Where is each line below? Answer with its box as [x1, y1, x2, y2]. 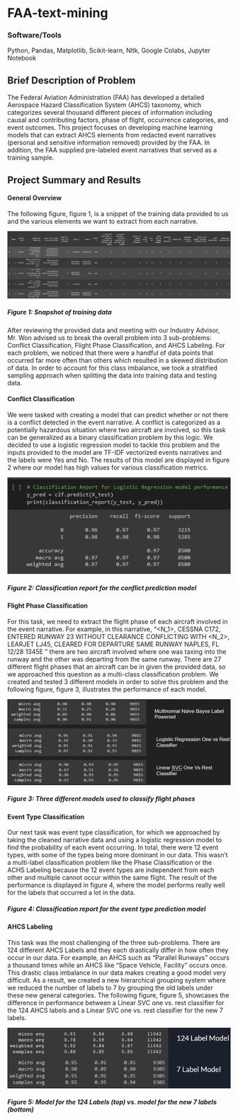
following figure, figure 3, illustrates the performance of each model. [7, 685, 207, 694]
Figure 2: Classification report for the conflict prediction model [7, 584, 197, 592]
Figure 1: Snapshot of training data [7, 308, 112, 317]
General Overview [7, 193, 62, 203]
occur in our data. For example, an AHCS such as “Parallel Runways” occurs [7, 954, 230, 962]
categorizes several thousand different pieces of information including [7, 108, 212, 117]
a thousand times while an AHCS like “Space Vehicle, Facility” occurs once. [7, 961, 228, 970]
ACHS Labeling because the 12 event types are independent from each [7, 866, 215, 874]
